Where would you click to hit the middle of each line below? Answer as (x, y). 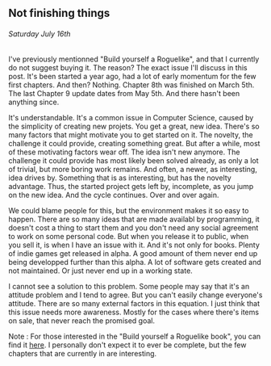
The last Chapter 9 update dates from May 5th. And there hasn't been (124, 93)
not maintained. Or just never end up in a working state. (101, 271)
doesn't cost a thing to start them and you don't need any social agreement (133, 227)
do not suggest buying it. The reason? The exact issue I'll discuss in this (128, 67)
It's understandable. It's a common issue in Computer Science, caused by (131, 117)
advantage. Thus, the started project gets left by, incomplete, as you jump (131, 186)
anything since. (34, 102)
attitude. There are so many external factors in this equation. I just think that (134, 303)
